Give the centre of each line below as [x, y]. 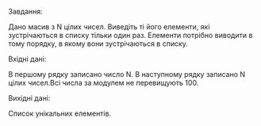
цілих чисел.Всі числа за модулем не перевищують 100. [104, 83]
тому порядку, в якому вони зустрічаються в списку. [98, 44]
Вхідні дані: [27, 59]
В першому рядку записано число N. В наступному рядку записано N [127, 74]
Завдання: [26, 11]
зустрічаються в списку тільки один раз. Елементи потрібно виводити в [130, 35]
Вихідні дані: [29, 98]
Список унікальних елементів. [60, 113]
